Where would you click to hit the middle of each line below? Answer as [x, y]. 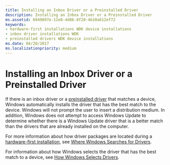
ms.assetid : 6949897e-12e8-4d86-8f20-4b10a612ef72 [60, 20]
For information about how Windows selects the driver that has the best [81, 152]
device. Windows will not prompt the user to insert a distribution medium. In [85, 110]
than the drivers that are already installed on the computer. [67, 126]
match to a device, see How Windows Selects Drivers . [62, 157]
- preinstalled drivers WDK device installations [59, 39]
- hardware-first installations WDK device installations [68, 29]
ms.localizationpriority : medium [41, 48]
